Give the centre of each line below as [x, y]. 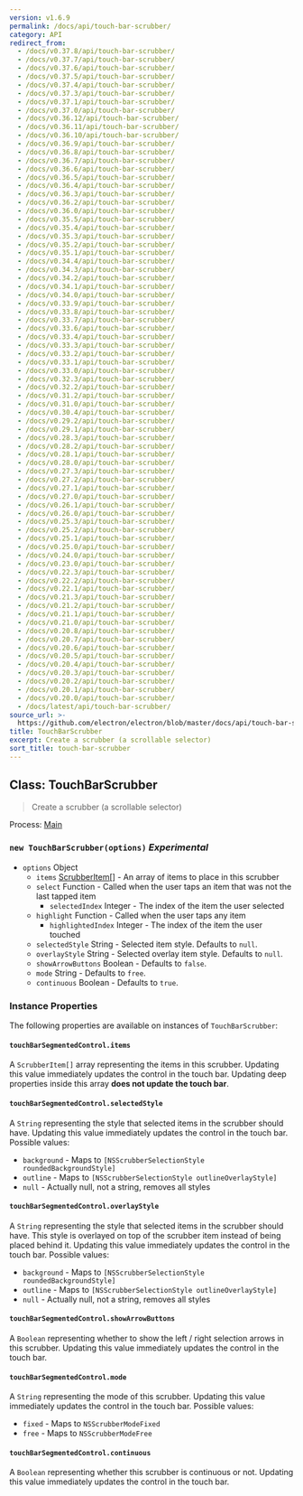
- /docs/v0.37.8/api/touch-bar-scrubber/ [96, 51]
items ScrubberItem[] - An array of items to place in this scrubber [157, 876]
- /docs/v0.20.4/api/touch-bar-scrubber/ [96, 665]
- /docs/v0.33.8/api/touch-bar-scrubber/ [96, 312]
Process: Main [36, 824]
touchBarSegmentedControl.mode [68, 1377]
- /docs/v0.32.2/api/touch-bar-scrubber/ [96, 388]
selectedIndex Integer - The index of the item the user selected [167, 905]
